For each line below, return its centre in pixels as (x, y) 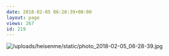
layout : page (23, 18)
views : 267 (20, 23)
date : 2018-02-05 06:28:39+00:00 (49, 12)
